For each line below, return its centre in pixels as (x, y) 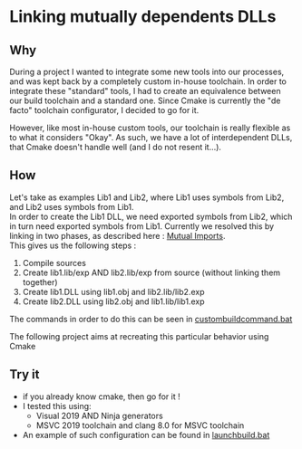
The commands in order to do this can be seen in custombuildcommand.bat (151, 319)
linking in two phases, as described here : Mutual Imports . (117, 235)
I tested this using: (57, 406)
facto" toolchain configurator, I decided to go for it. (104, 110)
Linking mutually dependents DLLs (143, 17)
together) (40, 282)
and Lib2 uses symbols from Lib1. (72, 206)
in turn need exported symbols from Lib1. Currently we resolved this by (142, 226)
